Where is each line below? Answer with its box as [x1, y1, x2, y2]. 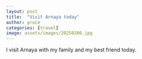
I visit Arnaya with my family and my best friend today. [6, 46, 137, 53]
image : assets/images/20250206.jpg [6, 30, 93, 36]
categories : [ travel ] [6, 25, 59, 31]
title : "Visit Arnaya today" [6, 14, 80, 20]
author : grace [6, 19, 41, 25]
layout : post [6, 8, 38, 15]
